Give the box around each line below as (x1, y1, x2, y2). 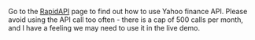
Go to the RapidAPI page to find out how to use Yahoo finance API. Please (8, 7, 248, 16)
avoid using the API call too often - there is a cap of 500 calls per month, (8, 15, 244, 24)
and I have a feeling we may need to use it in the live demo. (8, 24, 201, 32)
